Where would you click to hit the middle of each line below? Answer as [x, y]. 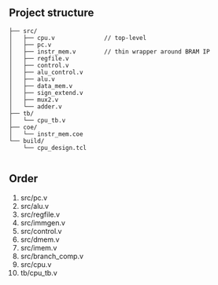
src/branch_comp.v [52, 256]
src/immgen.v [43, 222]
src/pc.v [34, 197]
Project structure [52, 13]
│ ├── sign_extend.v [46, 93]
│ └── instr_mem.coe [46, 134]
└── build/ [27, 141]
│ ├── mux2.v [34, 100]
